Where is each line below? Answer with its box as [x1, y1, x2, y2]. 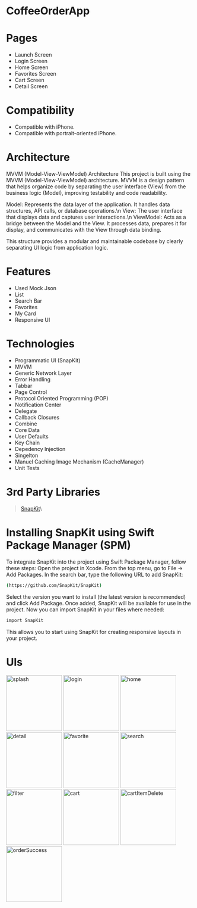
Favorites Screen [14, 70, 56, 77]
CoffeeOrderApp [6, 4, 90, 18]
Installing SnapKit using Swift [6, 526, 155, 539]
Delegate [14, 407, 37, 415]
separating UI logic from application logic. [6, 244, 109, 251]
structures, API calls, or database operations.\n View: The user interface [6, 207, 183, 214]
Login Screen [14, 58, 47, 65]
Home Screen [14, 64, 49, 71]
